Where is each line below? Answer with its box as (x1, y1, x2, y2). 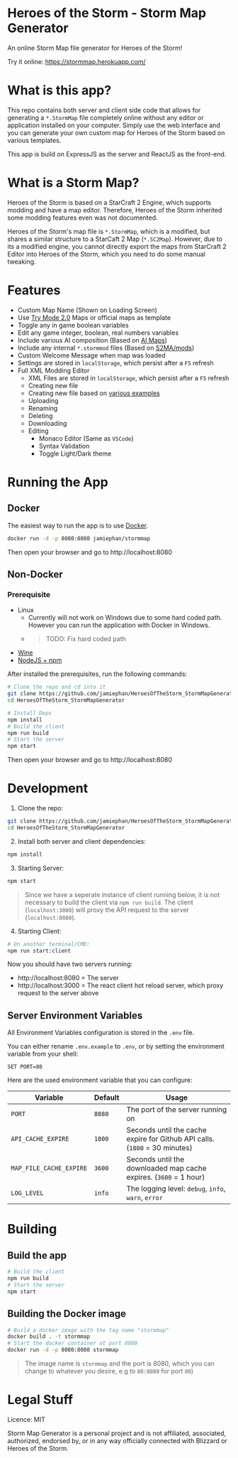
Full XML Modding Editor (17, 366, 90, 375)
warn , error (126, 1193, 163, 1203)
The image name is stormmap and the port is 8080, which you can (24, 1359, 215, 1368)
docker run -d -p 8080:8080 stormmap (7, 1346, 119, 1354)
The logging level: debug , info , (126, 1184, 226, 1194)
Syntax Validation (38, 441, 90, 450)
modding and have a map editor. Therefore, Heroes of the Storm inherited (7, 205, 222, 214)
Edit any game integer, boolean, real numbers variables (17, 328, 179, 337)
